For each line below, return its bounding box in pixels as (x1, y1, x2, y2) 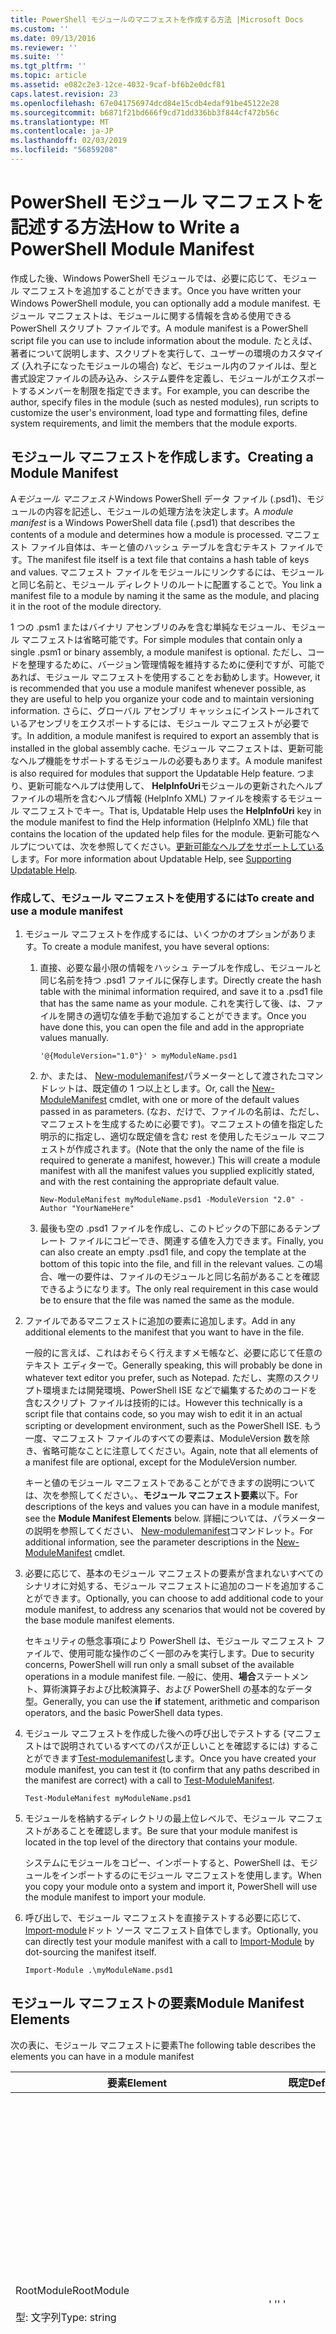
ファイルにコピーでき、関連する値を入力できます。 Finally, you (68, 1234, 324, 1246)
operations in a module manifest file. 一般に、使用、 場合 (24, 1670, 257, 1682)
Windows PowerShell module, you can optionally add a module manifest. (10, 297, 310, 309)
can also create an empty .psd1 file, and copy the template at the (39, 1246, 307, 1258)
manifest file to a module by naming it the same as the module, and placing (10, 589, 320, 601)
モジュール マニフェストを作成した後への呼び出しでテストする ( (24, 1727, 287, 1739)
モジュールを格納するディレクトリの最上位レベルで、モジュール (24, 1812, 287, 1824)
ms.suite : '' (10, 52, 65, 62)
